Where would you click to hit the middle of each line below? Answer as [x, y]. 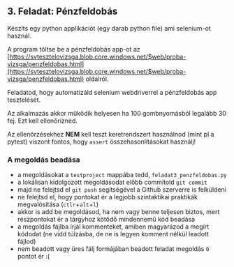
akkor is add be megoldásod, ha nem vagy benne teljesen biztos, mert [118, 212]
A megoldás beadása [44, 160]
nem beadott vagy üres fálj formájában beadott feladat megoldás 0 [113, 249]
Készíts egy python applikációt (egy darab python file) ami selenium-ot [109, 28]
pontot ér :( [34, 257]
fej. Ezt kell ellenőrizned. [43, 121]
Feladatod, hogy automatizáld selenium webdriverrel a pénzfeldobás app [112, 92]
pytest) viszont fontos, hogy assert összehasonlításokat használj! [102, 142]
